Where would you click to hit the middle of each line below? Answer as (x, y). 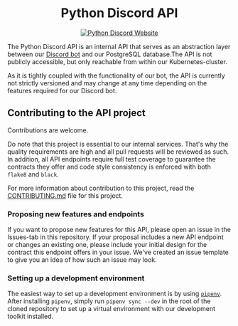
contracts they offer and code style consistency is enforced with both (109, 167)
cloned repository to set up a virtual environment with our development (111, 309)
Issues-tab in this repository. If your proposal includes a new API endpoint (115, 237)
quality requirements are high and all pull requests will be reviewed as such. (118, 152)
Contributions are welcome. (48, 130)
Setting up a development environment (76, 278)
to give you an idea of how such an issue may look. (82, 260)
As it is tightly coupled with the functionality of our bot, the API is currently (116, 75)
